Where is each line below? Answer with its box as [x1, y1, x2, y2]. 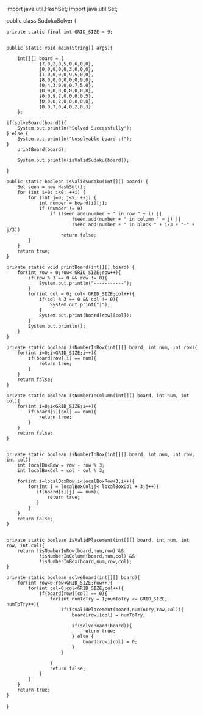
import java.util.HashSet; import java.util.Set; [6, 6, 118, 12]
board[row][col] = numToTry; [71, 612, 146, 618]
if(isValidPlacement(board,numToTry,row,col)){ [60, 607, 184, 613]
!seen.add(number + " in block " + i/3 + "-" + [71, 221, 195, 227]
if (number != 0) [38, 205, 84, 212]
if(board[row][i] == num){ [28, 355, 97, 361]
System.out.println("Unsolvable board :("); [17, 136, 132, 142]
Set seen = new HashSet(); [17, 184, 86, 190]
